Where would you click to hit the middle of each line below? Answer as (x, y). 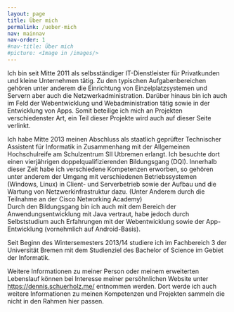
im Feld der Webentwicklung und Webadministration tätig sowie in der (109, 103)
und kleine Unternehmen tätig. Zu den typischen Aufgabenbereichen (107, 80)
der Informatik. (29, 257)
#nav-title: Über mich (40, 46)
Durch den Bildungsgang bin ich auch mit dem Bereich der (92, 206)
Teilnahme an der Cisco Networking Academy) (75, 199)
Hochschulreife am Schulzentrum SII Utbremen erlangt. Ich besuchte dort (113, 154)
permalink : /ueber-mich (42, 27)
